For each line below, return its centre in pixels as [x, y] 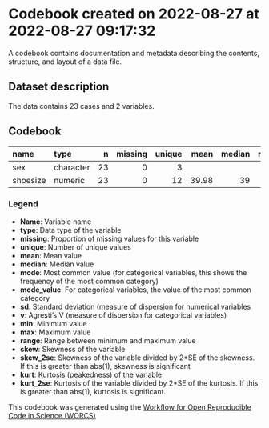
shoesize [29, 180]
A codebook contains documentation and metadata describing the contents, [134, 53]
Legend [23, 204]
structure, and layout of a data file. [65, 62]
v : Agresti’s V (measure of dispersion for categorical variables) [123, 315]
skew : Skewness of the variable [72, 349]
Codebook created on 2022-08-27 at [134, 14]
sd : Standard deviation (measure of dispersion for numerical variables [135, 306]
